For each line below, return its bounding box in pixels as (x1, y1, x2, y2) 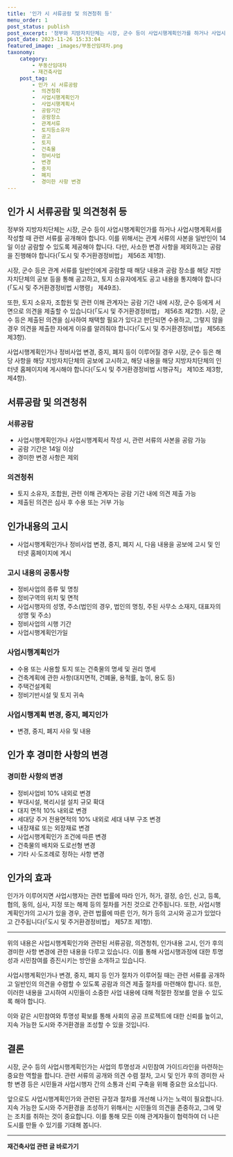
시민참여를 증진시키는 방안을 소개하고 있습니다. (19, 956, 146, 965)
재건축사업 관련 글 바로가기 (7, 1142, 79, 1151)
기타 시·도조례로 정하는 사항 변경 (17, 849, 105, 858)
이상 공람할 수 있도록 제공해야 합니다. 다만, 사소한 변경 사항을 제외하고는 (14, 243, 209, 251)
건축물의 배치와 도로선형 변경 (17, 841, 96, 849)
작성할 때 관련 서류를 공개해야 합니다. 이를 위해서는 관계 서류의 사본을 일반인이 (7, 234, 218, 243)
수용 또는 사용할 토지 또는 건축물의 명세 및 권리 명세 (17, 664, 156, 673)
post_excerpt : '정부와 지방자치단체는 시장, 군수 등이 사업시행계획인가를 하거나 (7, 29, 209, 37)
